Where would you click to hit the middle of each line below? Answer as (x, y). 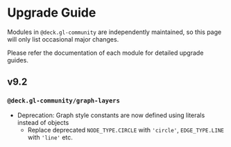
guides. (18, 60)
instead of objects (43, 122)
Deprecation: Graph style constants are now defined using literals (111, 115)
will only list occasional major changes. (63, 39)
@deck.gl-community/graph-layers (63, 101)
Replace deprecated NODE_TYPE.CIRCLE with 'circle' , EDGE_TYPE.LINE (126, 130)
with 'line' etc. (50, 137)
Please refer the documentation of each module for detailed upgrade (105, 53)
